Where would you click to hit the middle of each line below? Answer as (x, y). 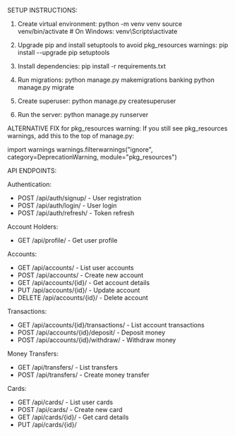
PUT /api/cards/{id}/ (47, 425)
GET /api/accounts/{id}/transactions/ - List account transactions (111, 325)
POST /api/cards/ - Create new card (70, 410)
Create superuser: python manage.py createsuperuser (97, 101)
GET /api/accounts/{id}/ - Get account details (84, 283)
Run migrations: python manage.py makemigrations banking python (116, 80)
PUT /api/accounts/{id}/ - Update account (79, 290)
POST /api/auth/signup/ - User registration (79, 198)
